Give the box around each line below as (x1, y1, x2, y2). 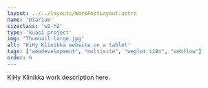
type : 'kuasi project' (7, 29, 72, 36)
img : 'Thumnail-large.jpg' (7, 35, 85, 42)
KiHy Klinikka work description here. (7, 73, 110, 81)
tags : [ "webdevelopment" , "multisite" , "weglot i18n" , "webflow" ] (7, 48, 202, 55)
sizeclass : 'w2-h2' (7, 23, 63, 29)
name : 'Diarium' (7, 16, 54, 23)
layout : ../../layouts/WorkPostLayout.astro (7, 10, 137, 17)
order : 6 (7, 55, 32, 61)
